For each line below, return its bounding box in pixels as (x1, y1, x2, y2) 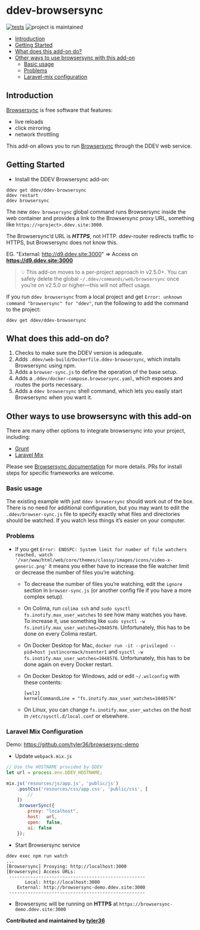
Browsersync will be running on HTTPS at (14, 900, 118, 907)
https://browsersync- (119, 901, 173, 907)
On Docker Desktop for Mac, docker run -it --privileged (23, 642, 168, 649)
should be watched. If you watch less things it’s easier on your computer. (6, 517, 186, 524)
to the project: (6, 306, 41, 313)
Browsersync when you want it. (14, 394, 93, 401)
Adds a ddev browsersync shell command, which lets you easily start (14, 387, 183, 395)
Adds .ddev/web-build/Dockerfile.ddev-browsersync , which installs (14, 355, 181, 363)
